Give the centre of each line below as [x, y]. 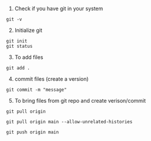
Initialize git [28, 30]
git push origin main [33, 132]
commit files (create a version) [52, 79]
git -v [14, 19]
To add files [29, 57]
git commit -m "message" [36, 90]
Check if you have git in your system [59, 9]
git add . [18, 68]
